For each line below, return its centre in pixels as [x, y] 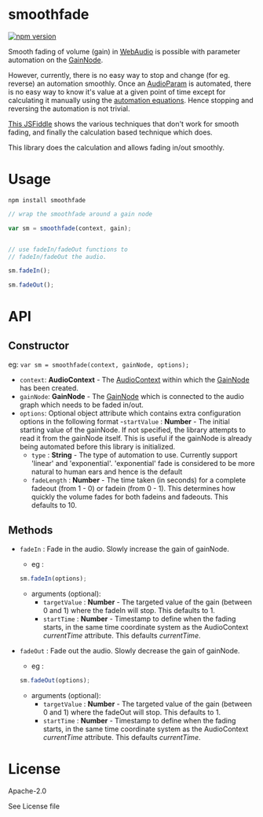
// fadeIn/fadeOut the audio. [58, 257]
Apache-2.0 [27, 791]
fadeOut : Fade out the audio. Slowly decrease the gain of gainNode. [130, 650]
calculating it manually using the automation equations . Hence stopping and [131, 100]
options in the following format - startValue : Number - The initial [124, 422]
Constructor [38, 345]
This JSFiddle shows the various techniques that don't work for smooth [124, 124]
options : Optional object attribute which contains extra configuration [130, 413]
